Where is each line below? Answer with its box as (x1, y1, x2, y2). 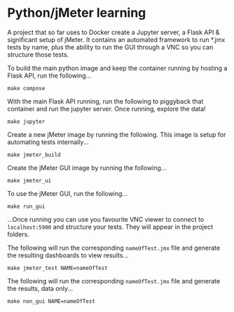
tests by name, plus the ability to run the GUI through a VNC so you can (7, 43, 214, 51)
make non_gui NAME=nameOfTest (7, 297, 96, 305)
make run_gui (7, 203, 46, 210)
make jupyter (7, 118, 46, 125)
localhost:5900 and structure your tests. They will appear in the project (7, 222, 214, 231)
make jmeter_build (7, 151, 61, 158)
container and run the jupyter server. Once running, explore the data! (7, 104, 206, 113)
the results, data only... (7, 284, 74, 292)
